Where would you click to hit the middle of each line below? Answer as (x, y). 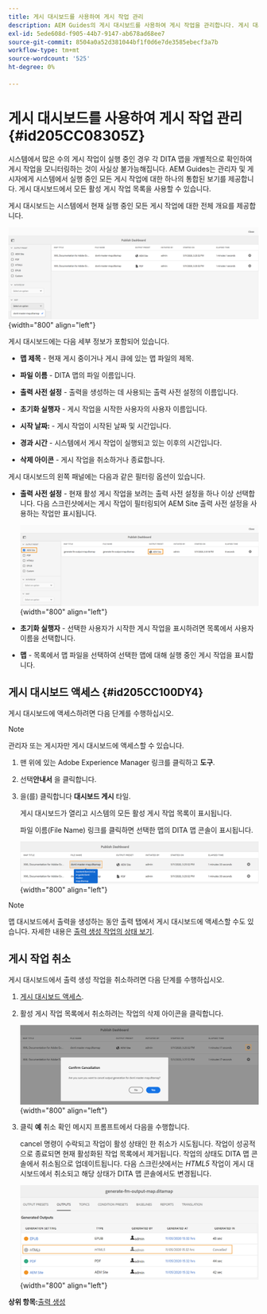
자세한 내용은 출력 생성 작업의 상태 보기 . (93, 931)
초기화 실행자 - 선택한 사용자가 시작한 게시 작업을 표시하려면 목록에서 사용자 (137, 628)
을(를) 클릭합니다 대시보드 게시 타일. (75, 796)
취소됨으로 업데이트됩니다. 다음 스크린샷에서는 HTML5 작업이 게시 (143, 1163)
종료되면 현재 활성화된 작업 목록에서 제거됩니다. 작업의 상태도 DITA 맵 (142, 1153)
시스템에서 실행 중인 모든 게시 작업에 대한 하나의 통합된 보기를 (131, 178)
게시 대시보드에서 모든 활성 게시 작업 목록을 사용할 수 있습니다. (115, 189)
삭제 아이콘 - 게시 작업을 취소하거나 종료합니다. (92, 459)
